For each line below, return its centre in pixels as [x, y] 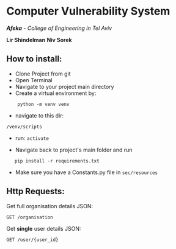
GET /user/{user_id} [33, 240]
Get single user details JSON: [44, 228]
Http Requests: [36, 191]
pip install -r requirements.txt [57, 161]
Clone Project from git [43, 74]
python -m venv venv [43, 104]
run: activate [32, 138]
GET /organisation [30, 217]
